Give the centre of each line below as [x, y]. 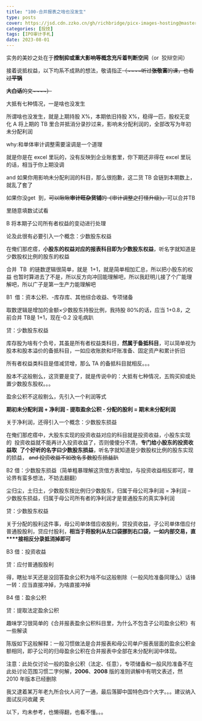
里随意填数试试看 [27, 211]
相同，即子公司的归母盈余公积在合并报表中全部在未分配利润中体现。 [96, 651]
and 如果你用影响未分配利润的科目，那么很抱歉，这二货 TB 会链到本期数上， [101, 177]
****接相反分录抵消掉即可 [38, 539]
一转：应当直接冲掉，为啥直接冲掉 [48, 585]
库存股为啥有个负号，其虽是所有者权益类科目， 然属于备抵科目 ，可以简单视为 [101, 343]
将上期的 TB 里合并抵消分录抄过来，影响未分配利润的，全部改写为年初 [104, 124]
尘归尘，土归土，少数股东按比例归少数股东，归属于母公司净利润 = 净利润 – [99, 491]
